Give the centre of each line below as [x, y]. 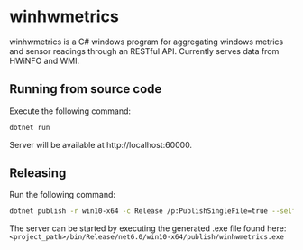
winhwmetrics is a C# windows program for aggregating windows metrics [147, 42]
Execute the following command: [70, 111]
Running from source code [86, 89]
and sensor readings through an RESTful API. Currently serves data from [144, 51]
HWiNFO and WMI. [44, 60]
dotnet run [30, 127]
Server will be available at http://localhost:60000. [101, 144]
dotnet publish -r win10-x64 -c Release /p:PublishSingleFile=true [139, 211]
